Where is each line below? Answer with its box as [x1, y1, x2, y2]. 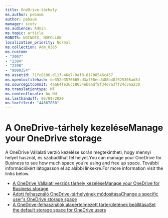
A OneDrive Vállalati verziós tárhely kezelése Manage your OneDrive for [12, 180, 160, 186]
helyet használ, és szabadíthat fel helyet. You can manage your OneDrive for [5, 155, 162, 161]
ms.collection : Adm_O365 [5, 45, 57, 50]
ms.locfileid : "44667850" [5, 101, 59, 106]
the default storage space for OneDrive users [12, 207, 106, 213]
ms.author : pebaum [5, 12, 44, 17]
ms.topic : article [5, 31, 44, 36]
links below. [5, 171, 30, 177]
